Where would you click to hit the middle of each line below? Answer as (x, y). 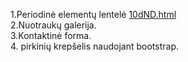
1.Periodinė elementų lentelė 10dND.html (93, 14)
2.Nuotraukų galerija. (53, 25)
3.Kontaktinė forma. (51, 35)
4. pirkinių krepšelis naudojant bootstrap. (94, 46)
